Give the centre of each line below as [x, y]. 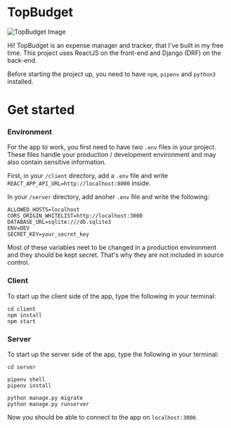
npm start [22, 321]
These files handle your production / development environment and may [112, 155]
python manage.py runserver [48, 404]
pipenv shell [26, 380]
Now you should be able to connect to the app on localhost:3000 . [103, 417]
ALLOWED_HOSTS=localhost [44, 210]
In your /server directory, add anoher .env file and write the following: [108, 197]
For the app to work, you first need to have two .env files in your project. [112, 147]
